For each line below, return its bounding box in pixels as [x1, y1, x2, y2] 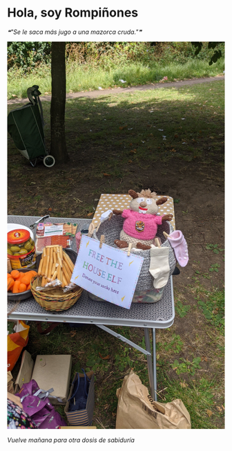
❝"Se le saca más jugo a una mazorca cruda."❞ [7, 28, 142, 36]
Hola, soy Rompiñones [7, 5, 139, 21]
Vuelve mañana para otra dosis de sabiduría [7, 436, 135, 444]
